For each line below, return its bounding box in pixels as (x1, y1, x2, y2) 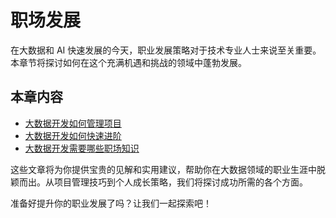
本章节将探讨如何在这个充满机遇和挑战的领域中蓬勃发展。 (10, 56, 247, 68)
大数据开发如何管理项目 (24, 117, 122, 129)
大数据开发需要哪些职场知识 (24, 142, 140, 154)
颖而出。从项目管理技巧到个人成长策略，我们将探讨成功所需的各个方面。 (10, 176, 308, 188)
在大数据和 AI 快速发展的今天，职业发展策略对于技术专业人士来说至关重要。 (10, 44, 322, 56)
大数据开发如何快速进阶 (24, 129, 122, 141)
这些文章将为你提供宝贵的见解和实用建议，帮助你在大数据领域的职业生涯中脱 (10, 163, 326, 175)
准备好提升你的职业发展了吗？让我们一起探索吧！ (10, 197, 212, 209)
